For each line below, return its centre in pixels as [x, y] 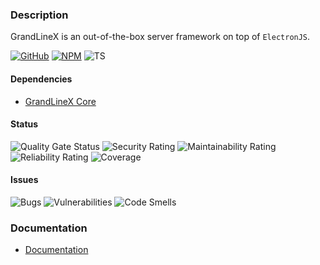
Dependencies [41, 79]
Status [24, 124]
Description [39, 15]
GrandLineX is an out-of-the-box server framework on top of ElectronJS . [160, 37]
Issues [24, 180]
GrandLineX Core [60, 101]
